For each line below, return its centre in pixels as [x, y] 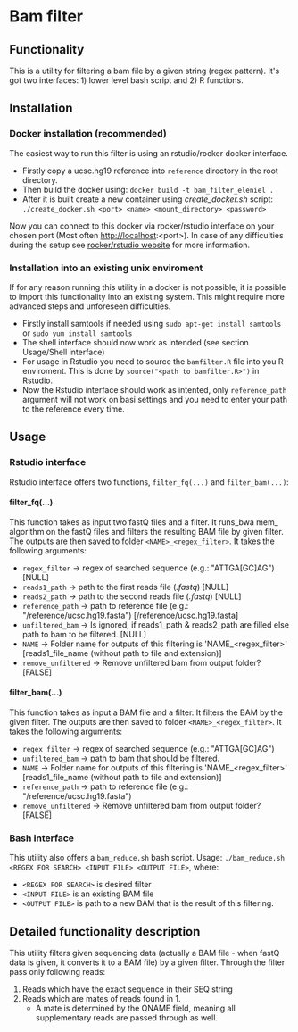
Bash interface [41, 838]
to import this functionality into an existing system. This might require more [147, 296]
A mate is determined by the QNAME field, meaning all [136, 1008]
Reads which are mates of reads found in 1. [101, 999]
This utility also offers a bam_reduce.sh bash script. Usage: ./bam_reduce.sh [147, 858]
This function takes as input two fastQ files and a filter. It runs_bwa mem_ [144, 522]
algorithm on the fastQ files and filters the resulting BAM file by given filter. [146, 531]
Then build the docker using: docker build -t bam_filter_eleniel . [148, 189]
